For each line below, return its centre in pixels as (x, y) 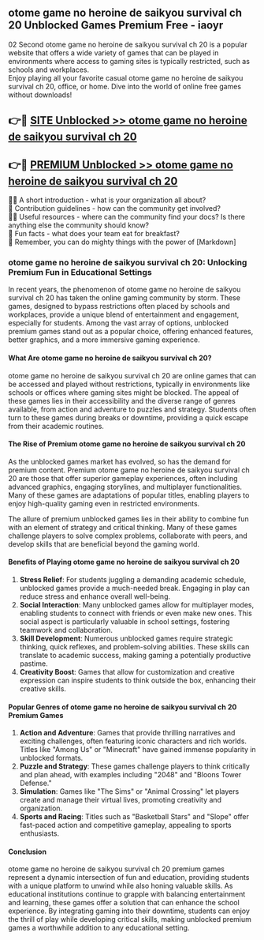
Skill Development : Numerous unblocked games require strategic (126, 638)
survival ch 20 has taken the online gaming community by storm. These (124, 298)
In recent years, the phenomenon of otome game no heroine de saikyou (125, 290)
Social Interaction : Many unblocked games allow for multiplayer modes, (137, 604)
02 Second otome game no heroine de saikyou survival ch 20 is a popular (128, 44)
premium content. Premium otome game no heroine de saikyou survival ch (129, 470)
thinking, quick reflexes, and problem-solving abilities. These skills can (134, 646)
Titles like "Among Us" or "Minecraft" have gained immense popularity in (138, 750)
